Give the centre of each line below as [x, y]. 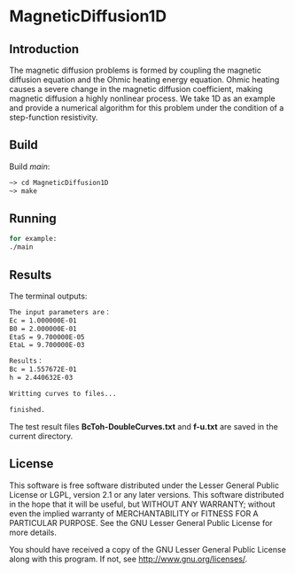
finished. [27, 409]
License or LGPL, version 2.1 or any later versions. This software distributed [147, 494]
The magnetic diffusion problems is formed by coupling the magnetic [135, 70]
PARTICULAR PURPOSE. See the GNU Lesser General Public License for [141, 523]
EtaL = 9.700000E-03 [47, 345]
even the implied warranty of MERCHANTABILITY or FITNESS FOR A [134, 513]
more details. [33, 532]
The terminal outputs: [48, 296]
